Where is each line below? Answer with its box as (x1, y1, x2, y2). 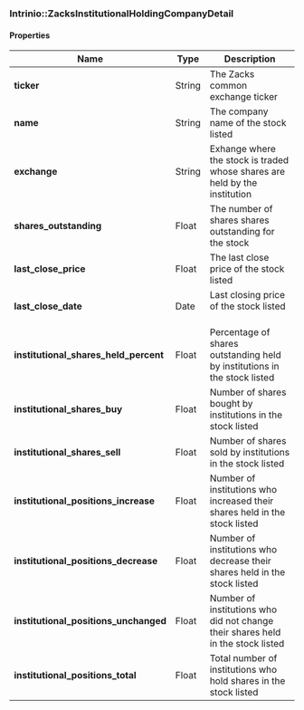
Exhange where (209, 143, 276, 156)
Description (223, 53, 276, 65)
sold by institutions (209, 446, 290, 459)
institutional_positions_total (14, 669, 138, 682)
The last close (209, 252, 270, 264)
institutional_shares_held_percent (14, 349, 165, 361)
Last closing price (209, 289, 285, 302)
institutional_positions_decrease (14, 555, 158, 568)
